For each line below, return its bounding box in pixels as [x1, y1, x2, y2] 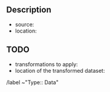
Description [6, 5, 51, 15]
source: [15, 20, 34, 28]
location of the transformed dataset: [15, 67, 105, 74]
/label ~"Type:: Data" [6, 78, 59, 86]
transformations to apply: [15, 60, 79, 68]
